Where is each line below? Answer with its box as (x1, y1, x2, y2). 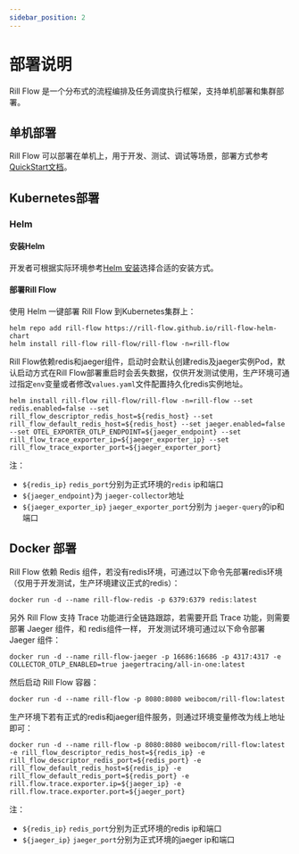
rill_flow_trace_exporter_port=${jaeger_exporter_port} (9, 444, 221, 452)
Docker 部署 (9, 541, 78, 556)
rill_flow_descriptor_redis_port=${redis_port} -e (9, 756, 202, 765)
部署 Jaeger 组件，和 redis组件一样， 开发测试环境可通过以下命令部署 (9, 623, 266, 634)
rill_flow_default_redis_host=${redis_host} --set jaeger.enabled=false (9, 420, 286, 429)
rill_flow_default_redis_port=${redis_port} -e (9, 771, 190, 781)
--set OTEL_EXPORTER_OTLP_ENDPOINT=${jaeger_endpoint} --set (9, 427, 242, 437)
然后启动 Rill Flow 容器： (9, 676, 100, 687)
